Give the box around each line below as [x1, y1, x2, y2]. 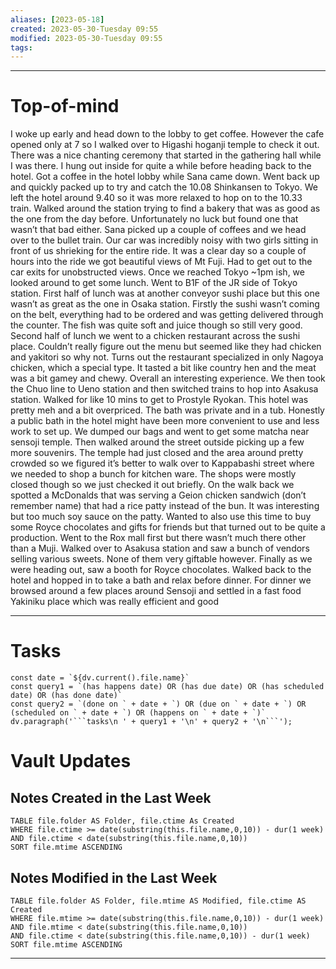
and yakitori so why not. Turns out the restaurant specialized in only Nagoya [10, 351, 324, 363]
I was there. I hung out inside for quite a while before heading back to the [10, 160, 312, 172]
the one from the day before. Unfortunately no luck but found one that [10, 213, 299, 225]
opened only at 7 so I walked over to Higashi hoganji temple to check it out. [10, 139, 320, 151]
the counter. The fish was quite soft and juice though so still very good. [10, 319, 303, 331]
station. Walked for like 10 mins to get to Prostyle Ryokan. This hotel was [10, 394, 309, 406]
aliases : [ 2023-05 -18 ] [10, 14, 105, 25]
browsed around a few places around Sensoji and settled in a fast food [10, 585, 302, 597]
